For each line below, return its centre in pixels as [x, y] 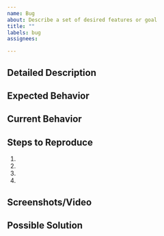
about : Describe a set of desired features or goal [82, 20]
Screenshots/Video [50, 202]
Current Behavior [44, 119]
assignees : [23, 39]
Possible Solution [45, 225]
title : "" [21, 26]
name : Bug [21, 13]
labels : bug [24, 32]
